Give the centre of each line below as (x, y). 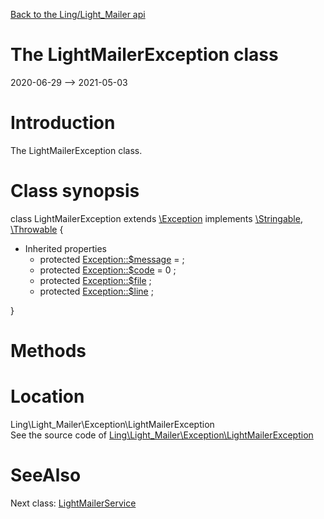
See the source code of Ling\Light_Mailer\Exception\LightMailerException (162, 435)
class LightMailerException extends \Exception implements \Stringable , (156, 218)
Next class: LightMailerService (73, 503)
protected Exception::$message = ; (112, 259)
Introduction (63, 123)
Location (47, 396)
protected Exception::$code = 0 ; (108, 270)
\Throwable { (37, 229)
